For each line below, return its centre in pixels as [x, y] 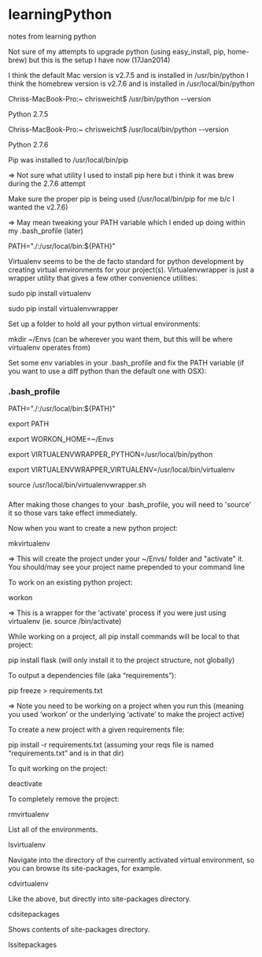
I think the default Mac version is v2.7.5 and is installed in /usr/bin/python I [129, 75]
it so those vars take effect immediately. [73, 513]
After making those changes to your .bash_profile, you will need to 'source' [130, 505]
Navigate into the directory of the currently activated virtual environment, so [131, 860]
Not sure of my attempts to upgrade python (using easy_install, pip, [117, 51]
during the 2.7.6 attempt [47, 184]
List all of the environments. [53, 829]
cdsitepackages [34, 914]
